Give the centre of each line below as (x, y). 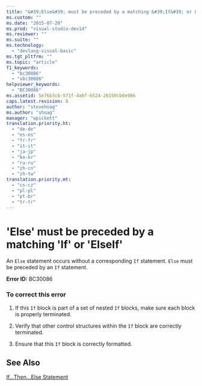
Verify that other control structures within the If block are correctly (98, 326)
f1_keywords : (23, 68)
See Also (23, 363)
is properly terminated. (43, 314)
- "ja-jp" (24, 152)
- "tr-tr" (24, 202)
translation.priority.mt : (38, 180)
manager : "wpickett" (32, 118)
